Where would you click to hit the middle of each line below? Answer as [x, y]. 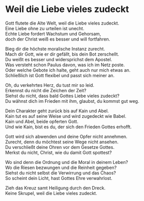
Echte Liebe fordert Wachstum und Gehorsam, [53, 34]
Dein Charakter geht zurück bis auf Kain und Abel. [57, 111]
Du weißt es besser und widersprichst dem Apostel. [59, 59]
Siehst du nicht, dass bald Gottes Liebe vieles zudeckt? [62, 96]
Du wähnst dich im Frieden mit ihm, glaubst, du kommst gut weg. [72, 101]
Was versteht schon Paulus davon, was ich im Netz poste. [65, 65]
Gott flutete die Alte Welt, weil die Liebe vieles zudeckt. [62, 23]
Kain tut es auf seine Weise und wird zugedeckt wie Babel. [66, 116]
